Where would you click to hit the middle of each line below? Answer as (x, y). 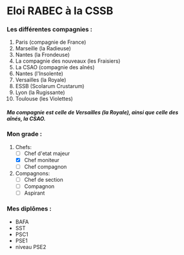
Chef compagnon (46, 166)
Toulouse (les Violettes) (44, 99)
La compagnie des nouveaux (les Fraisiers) (68, 61)
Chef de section (44, 180)
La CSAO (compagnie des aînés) (55, 67)
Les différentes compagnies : (50, 30)
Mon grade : (25, 134)
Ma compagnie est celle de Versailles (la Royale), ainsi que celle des (93, 112)
